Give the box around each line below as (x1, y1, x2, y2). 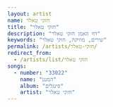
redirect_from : (7, 50, 52, 57)
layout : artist (7, 10, 52, 18)
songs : (7, 63, 27, 70)
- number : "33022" (13, 69, 69, 76)
